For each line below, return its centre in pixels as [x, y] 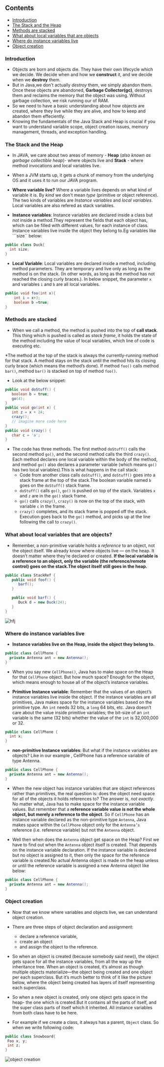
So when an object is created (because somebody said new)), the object [85, 956]
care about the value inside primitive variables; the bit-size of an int [81, 712]
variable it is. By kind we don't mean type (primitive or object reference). [85, 195]
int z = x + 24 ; [28, 412]
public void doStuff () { [30, 390]
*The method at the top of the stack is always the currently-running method [82, 355]
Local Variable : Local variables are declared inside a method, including [84, 263]
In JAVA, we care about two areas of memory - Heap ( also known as [81, 155]
